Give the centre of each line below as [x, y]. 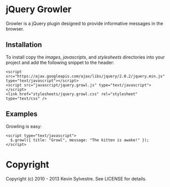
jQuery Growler [39, 9]
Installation [24, 45]
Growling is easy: [24, 126]
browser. [15, 28]
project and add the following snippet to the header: [60, 63]
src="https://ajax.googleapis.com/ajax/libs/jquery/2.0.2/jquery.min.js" [86, 76]
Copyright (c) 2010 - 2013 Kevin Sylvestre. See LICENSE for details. [76, 178]
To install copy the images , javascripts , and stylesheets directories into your [85, 57]
